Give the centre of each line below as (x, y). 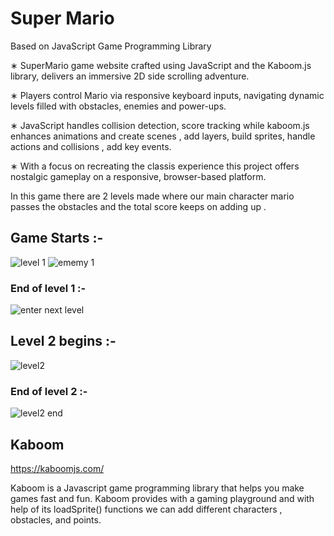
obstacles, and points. (56, 519)
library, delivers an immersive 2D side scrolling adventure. (130, 76)
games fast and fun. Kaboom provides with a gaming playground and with (162, 498)
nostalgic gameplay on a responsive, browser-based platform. (138, 176)
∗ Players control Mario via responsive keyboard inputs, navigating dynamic (167, 95)
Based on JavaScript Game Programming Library (111, 46)
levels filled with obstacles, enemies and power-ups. (118, 106)
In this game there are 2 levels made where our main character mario (152, 196)
